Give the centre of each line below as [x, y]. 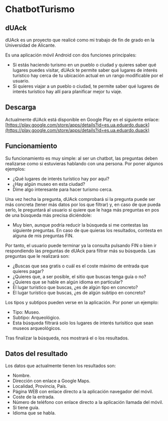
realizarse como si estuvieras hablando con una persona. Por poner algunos [84, 163]
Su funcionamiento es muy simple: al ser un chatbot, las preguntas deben [81, 158]
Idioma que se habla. [34, 413]
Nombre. [22, 376]
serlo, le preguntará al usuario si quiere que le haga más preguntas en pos [82, 209]
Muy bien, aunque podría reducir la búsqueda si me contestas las [80, 225]
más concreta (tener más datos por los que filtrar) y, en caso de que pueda [83, 204]
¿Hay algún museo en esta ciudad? [49, 184]
